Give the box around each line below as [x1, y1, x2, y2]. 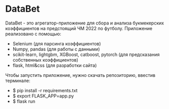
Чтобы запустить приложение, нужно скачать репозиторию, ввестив [5, 72, 156, 78]
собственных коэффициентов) [12, 57, 79, 63]
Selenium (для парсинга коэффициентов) [12, 40, 102, 46]
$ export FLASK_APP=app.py [12, 93, 74, 99]
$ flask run [12, 98, 36, 104]
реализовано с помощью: [5, 31, 61, 37]
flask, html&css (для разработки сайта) [12, 62, 97, 68]
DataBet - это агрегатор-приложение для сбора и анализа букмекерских [5, 20, 164, 26]
